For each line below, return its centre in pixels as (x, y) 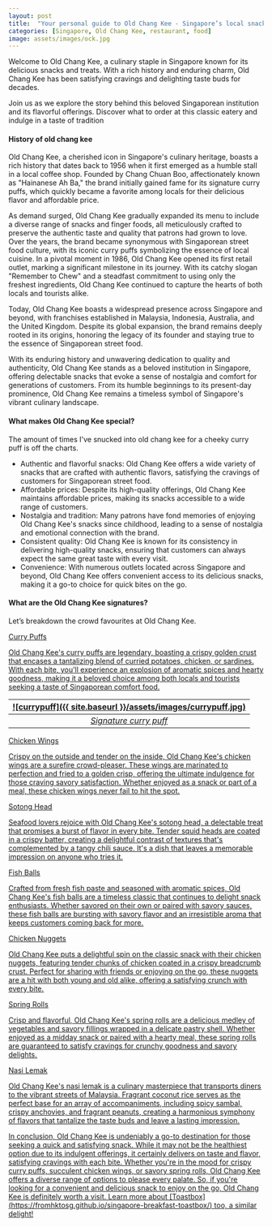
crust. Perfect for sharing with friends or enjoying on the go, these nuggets (134, 971)
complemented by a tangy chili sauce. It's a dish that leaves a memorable (131, 848)
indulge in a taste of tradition (56, 121)
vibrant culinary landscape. (54, 403)
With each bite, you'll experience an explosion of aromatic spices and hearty (136, 669)
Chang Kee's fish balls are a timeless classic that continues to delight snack (135, 897)
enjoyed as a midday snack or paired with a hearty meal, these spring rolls (132, 1037)
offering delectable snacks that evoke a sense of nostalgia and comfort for (133, 377)
